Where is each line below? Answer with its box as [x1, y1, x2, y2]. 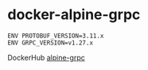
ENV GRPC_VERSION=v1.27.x [7, 38, 93, 47]
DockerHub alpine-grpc [7, 52, 85, 62]
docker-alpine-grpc [7, 6, 141, 24]
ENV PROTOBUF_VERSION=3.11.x [7, 32, 104, 40]
